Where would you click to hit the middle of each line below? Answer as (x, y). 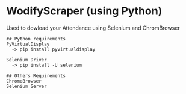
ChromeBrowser (24, 81)
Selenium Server (26, 86)
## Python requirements (36, 39)
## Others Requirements (36, 76)
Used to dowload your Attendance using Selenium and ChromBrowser (93, 28)
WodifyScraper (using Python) (84, 11)
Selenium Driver (26, 60)
